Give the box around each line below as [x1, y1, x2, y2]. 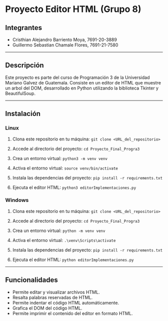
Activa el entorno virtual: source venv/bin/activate [12, 165, 118, 171]
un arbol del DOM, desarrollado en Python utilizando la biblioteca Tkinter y [5, 85, 159, 91]
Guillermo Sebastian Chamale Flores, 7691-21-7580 [12, 42, 118, 48]
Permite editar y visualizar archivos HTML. [12, 289, 100, 295]
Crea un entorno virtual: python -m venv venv [12, 227, 105, 233]
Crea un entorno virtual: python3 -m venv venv [12, 155, 108, 161]
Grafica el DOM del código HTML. [12, 305, 82, 311]
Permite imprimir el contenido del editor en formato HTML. [12, 310, 133, 316]
